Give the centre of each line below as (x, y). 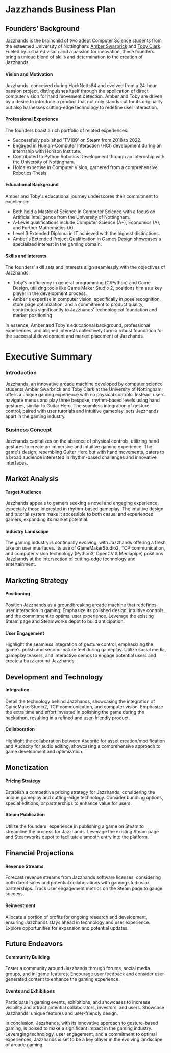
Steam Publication (25, 815)
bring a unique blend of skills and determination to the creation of (74, 57)
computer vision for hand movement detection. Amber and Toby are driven (84, 96)
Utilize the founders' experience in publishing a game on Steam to (75, 826)
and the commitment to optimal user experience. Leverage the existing (80, 616)
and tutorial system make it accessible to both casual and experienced (79, 514)
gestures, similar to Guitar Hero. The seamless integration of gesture (77, 406)
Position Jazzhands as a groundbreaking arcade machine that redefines (81, 605)
